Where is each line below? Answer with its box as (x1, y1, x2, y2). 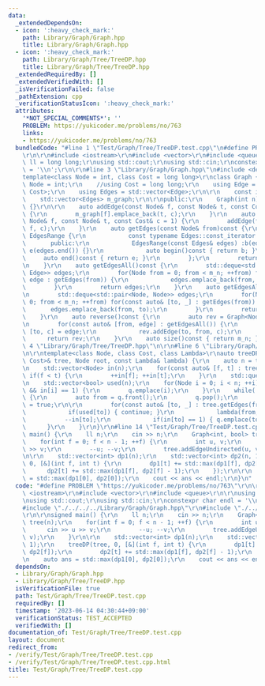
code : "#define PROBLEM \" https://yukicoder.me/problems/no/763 (15, 481, 231, 490)
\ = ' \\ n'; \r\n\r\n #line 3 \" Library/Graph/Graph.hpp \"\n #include (22, 166, 245, 174)
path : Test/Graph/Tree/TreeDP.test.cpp (15, 592, 147, 600)
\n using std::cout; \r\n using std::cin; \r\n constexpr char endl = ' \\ (22, 496, 256, 504)
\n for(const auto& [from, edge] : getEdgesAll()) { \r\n (22, 320, 238, 328)
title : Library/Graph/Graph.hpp (22, 41, 129, 49)
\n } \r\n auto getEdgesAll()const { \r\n (22, 262, 178, 269)
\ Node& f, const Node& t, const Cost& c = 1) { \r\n (22, 217, 200, 225)
